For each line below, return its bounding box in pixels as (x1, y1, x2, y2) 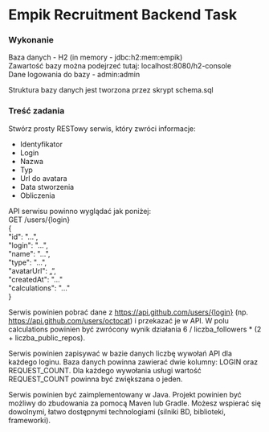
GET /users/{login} (8, 215, 71, 224)
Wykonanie (8, 35, 55, 46)
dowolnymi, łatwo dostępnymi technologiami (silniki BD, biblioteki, (8, 406, 226, 416)
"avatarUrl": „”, (8, 265, 56, 275)
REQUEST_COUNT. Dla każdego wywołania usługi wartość (8, 365, 202, 375)
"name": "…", (8, 249, 51, 258)
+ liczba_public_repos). (8, 332, 86, 343)
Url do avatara (19, 173, 67, 183)
